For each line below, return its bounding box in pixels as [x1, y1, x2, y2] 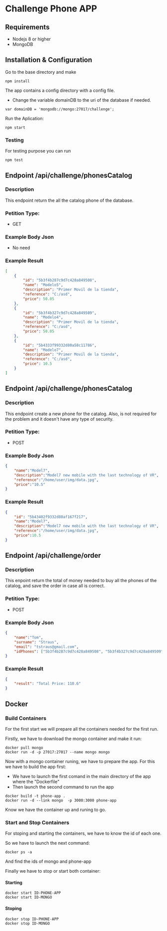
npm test [5, 157, 23, 162]
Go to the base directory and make [5, 69, 77, 75]
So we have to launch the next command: [5, 840, 90, 846]
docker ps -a [5, 850, 32, 855]
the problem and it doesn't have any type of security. [5, 416, 114, 422]
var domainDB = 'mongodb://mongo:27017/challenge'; [5, 107, 114, 112]
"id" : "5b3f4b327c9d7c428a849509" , [23, 310, 97, 315]
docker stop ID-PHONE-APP [5, 917, 59, 922]
